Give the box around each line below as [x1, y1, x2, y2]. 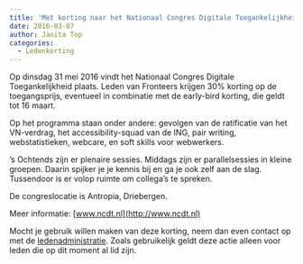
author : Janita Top [9, 30, 83, 39]
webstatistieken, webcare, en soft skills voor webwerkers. [9, 137, 225, 148]
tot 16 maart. [9, 100, 56, 111]
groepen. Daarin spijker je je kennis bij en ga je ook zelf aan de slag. [9, 164, 262, 175]
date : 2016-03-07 [9, 22, 75, 31]
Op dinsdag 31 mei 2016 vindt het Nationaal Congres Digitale [9, 71, 234, 82]
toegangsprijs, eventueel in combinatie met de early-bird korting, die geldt [9, 91, 286, 102]
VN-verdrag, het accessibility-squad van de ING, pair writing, [9, 127, 237, 138]
